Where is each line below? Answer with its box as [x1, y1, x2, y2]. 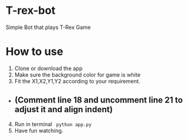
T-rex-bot [5, 4, 56, 17]
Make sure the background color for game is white [14, 71, 141, 78]
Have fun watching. [14, 127, 64, 134]
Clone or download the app [14, 65, 83, 72]
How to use [5, 45, 64, 59]
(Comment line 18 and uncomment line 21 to [14, 95, 183, 106]
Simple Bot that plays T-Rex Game [5, 24, 91, 31]
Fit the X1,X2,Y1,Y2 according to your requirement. [14, 77, 141, 84]
